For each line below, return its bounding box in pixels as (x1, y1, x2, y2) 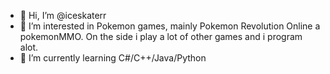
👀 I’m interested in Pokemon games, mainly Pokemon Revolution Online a (19, 20, 321, 32)
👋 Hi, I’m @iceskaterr (19, 10, 107, 21)
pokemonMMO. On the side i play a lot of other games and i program (19, 31, 303, 42)
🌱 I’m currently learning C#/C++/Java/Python (19, 52, 207, 64)
